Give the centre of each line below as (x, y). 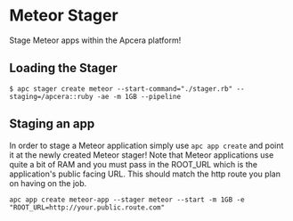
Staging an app (52, 124)
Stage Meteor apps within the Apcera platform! (95, 40)
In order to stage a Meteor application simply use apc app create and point (146, 145)
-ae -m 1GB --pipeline (138, 96)
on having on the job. (48, 183)
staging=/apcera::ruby (51, 96)
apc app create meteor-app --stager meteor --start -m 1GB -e (127, 200)
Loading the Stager (63, 68)
